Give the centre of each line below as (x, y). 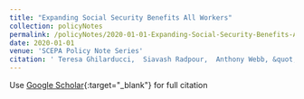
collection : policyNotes (56, 26)
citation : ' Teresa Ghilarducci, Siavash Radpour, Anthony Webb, (139, 59)
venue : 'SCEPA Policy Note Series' (76, 51)
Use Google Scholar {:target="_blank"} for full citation (109, 85)
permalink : (30, 34)
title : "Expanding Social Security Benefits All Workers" (121, 18)
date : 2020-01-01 (42, 43)
